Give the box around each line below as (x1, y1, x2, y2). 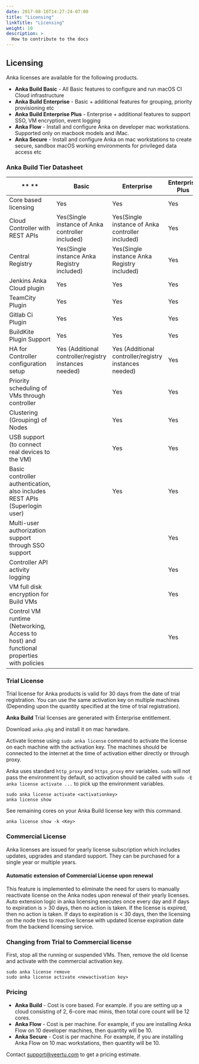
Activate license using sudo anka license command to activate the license (6, 737, 188, 745)
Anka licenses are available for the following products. (6, 74, 139, 81)
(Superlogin (9, 502, 42, 510)
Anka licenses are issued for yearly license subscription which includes (6, 846, 181, 853)
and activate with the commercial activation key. (6, 958, 124, 965)
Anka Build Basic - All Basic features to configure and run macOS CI (14, 85, 182, 92)
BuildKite (9, 328, 34, 336)
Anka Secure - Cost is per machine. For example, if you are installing (14, 1033, 184, 1040)
